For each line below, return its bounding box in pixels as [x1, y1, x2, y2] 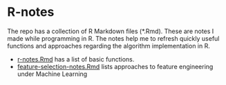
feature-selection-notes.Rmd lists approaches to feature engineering [17, 62, 214, 70]
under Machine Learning [17, 70, 88, 78]
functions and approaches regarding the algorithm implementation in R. [7, 41, 211, 50]
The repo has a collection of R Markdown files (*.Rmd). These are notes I [7, 27, 214, 35]
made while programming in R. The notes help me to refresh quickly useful [7, 34, 220, 42]
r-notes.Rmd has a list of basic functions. [17, 55, 135, 63]
